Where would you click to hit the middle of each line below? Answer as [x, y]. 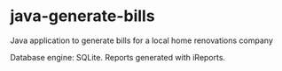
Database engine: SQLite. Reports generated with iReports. [117, 57]
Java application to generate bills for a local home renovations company [142, 40]
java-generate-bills [82, 16]
